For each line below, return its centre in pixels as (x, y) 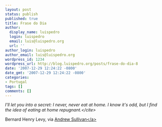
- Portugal (16, 82)
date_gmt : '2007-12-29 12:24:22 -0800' (45, 73)
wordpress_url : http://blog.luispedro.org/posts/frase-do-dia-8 (72, 64)
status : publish (21, 14)
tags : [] (14, 86)
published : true (21, 18)
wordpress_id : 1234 (25, 59)
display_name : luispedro (35, 32)
